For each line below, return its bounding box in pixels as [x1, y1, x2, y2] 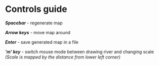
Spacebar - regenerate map [5, 20, 63, 26]
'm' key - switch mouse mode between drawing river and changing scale [5, 49, 154, 55]
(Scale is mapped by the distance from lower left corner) [5, 54, 121, 60]
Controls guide [5, 3, 68, 15]
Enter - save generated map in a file [5, 39, 79, 45]
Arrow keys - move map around [5, 29, 71, 35]
